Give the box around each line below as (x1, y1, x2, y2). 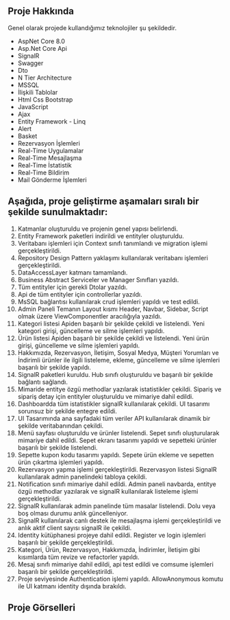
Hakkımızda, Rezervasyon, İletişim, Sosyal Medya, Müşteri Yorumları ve (17, 348, 219, 356)
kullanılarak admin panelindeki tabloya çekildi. (17, 472, 147, 481)
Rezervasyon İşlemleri (17, 139, 81, 147)
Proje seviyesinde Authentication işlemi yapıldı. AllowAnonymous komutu (17, 575, 224, 583)
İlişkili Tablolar (17, 88, 58, 96)
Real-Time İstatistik (17, 161, 73, 169)
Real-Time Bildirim (17, 168, 70, 176)
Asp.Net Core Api (17, 44, 68, 52)
